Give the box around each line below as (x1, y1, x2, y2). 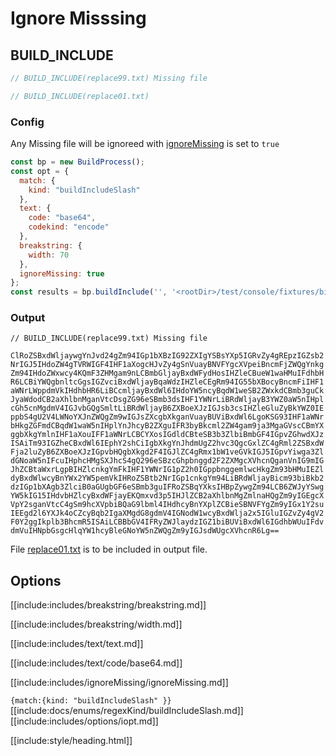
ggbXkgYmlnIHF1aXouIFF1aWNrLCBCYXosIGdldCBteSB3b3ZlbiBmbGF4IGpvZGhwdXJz (10, 430, 325, 440)
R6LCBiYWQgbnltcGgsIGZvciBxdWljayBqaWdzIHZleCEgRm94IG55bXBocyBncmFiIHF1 (10, 377, 325, 387)
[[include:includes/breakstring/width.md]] (10, 618, 183, 631)
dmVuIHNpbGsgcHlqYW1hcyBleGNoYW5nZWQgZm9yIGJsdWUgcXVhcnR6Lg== (10, 526, 280, 536)
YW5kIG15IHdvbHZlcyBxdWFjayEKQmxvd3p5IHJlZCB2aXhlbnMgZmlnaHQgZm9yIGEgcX (10, 491, 325, 501)
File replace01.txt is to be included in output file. (10, 543, 208, 556)
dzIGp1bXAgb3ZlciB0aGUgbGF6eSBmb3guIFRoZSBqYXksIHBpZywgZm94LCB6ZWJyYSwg (10, 482, 325, 492)
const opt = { (10, 166, 70, 176)
